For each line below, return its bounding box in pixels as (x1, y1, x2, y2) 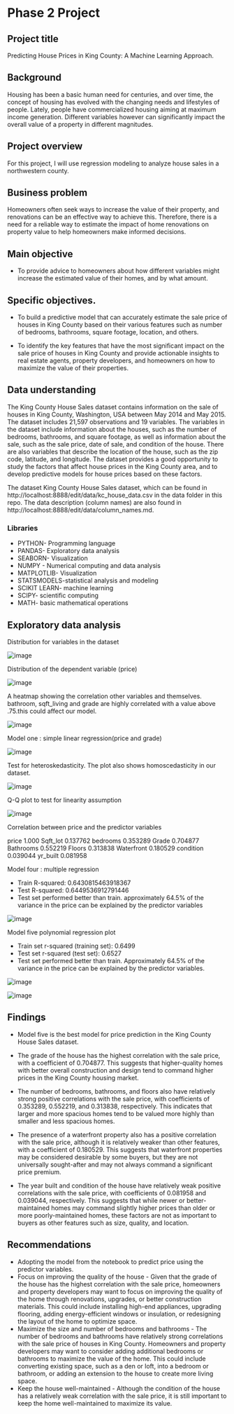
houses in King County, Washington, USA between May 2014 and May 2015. (7, 410, 226, 419)
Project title (7, 33, 59, 45)
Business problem (7, 187, 88, 199)
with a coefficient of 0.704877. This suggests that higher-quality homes (17, 1059, 224, 1067)
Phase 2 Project (7, 5, 101, 21)
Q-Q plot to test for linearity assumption (7, 796, 122, 804)
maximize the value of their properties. (17, 364, 129, 372)
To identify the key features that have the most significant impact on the (17, 341, 225, 350)
